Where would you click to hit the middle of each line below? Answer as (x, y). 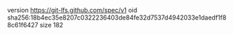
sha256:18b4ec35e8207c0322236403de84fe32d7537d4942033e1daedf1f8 (117, 17)
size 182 (51, 25)
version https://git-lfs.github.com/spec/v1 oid (72, 10)
